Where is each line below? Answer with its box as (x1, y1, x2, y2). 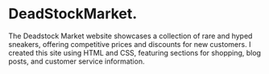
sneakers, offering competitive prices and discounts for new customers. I (8, 39, 251, 49)
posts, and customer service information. (8, 56, 145, 66)
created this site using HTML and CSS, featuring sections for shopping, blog (8, 48, 262, 57)
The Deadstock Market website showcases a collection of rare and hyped (8, 31, 253, 41)
